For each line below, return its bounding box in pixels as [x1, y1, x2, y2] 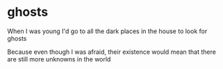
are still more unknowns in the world [7, 55, 111, 63]
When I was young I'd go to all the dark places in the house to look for [7, 27, 208, 35]
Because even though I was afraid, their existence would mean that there [7, 48, 217, 56]
